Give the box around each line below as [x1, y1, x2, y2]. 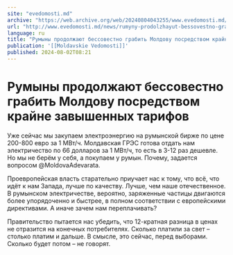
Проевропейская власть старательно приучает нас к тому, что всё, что [7, 174, 220, 183]
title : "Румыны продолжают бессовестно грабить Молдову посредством [7, 36, 209, 43]
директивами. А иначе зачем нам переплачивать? [7, 204, 157, 212]
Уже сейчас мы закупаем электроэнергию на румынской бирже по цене [7, 131, 224, 140]
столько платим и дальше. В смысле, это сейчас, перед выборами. [7, 232, 208, 240]
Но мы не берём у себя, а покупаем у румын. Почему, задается [7, 154, 198, 162]
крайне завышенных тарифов [7, 108, 189, 124]
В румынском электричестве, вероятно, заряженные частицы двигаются [7, 189, 225, 197]
